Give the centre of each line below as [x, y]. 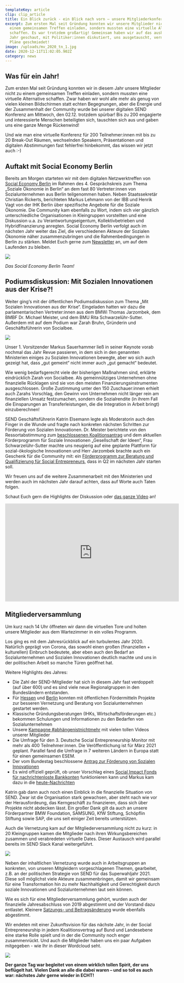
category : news [21, 56]
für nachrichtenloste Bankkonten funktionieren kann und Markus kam [83, 777]
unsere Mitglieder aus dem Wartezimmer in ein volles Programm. [71, 632]
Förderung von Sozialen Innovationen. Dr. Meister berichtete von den [76, 430]
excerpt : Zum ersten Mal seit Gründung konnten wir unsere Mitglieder [80, 24]
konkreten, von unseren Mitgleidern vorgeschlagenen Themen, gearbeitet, [81, 868]
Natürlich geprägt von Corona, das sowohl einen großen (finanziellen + [78, 647]
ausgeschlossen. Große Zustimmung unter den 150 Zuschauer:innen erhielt [82, 388]
